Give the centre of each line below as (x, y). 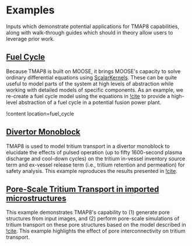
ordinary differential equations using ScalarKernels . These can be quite (91, 77)
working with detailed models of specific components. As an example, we (95, 90)
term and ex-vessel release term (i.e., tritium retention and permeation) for (95, 165)
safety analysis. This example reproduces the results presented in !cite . (92, 171)
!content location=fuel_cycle (40, 113)
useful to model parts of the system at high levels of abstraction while (90, 84)
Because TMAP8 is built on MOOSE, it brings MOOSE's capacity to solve (93, 71)
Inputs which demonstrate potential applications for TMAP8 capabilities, (93, 26)
